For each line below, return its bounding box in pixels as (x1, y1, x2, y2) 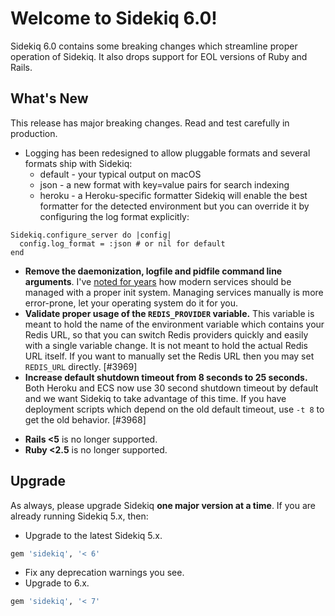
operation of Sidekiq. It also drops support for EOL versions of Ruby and (10, 50, 308, 62)
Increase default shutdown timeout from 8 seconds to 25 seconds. (24, 371, 308, 383)
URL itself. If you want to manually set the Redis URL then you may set (24, 350, 315, 362)
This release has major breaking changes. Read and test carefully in (10, 117, 290, 129)
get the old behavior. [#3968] (24, 413, 147, 426)
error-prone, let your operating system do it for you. (24, 297, 238, 309)
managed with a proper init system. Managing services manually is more (24, 286, 324, 298)
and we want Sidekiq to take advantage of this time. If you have (24, 392, 287, 404)
